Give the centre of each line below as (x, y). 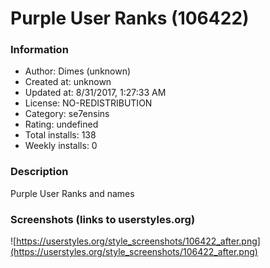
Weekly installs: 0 (61, 146)
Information (39, 50)
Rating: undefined (61, 124)
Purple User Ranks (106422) (130, 18)
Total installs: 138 (60, 135)
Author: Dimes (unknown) (78, 71)
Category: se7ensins (67, 114)
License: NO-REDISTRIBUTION (88, 103)
